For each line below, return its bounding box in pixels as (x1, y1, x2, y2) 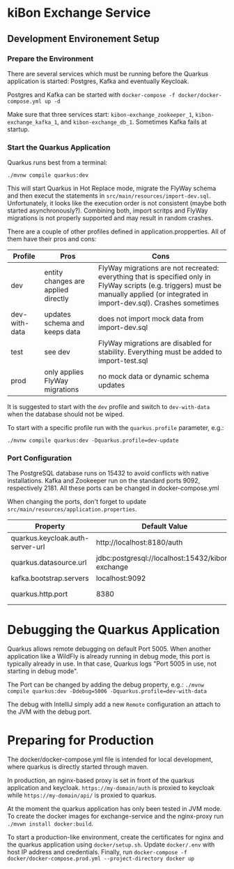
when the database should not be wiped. (7, 410, 125, 419)
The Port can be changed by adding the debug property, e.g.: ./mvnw (7, 680, 204, 689)
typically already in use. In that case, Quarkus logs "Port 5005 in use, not (7, 659, 217, 668)
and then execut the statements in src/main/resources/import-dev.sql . (7, 192, 211, 200)
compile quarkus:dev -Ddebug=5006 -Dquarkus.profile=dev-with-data (7, 688, 208, 695)
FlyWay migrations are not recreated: (98, 264, 219, 273)
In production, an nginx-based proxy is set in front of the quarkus (7, 776, 195, 784)
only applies (44, 367, 84, 377)
